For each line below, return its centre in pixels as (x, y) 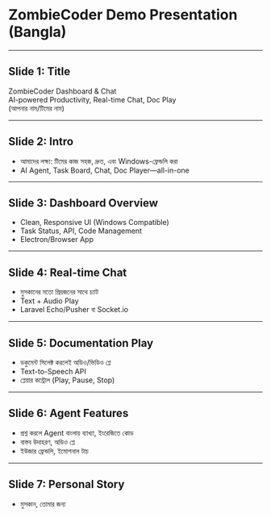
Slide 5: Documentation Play (81, 343)
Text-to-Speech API (53, 371)
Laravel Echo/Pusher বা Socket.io (74, 310)
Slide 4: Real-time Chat (68, 272)
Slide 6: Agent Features (69, 413)
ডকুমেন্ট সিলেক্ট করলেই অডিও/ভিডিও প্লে (65, 362)
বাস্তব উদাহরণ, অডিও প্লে (47, 442)
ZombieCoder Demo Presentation (123, 15)
